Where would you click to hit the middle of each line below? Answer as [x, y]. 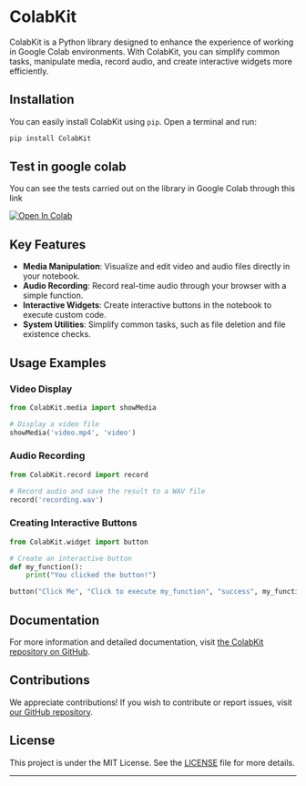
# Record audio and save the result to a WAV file [107, 491]
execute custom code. [64, 315]
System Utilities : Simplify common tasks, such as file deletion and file [154, 324]
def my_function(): [46, 567]
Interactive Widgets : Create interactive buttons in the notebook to [147, 305]
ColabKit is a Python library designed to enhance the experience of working [152, 42]
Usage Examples [58, 363]
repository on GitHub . [50, 651]
